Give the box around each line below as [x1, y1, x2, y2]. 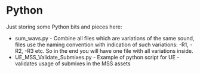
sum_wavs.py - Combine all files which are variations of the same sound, [14, 34, 195, 42]
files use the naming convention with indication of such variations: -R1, [14, 41, 189, 48]
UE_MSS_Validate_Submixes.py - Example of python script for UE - [14, 53, 180, 61]
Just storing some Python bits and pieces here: [6, 23, 122, 30]
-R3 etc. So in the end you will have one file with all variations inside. [24, 47, 193, 54]
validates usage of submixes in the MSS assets [14, 60, 131, 67]
